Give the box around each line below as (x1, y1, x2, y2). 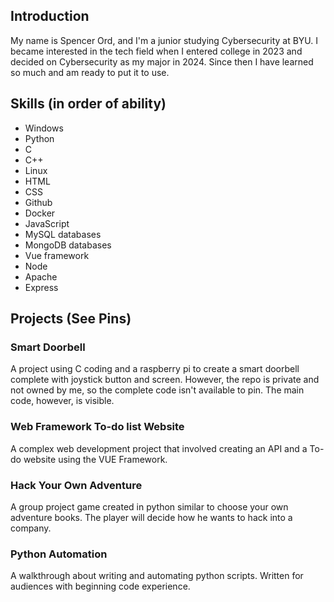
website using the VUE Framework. (23, 453, 168, 465)
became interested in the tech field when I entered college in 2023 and (10, 45, 303, 57)
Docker (24, 207, 56, 219)
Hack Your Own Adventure (10, 478, 143, 492)
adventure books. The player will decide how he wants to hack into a (10, 511, 293, 523)
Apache (24, 270, 58, 283)
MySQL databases (24, 228, 102, 240)
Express (24, 281, 59, 293)
